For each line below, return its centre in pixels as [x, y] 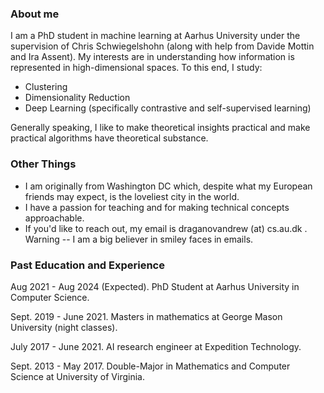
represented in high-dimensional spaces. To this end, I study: [136, 68]
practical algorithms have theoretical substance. [109, 138]
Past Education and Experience [87, 265]
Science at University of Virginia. [77, 376]
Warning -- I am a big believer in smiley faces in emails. [139, 239]
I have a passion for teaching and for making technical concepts [157, 207]
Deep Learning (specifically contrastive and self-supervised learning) [168, 108]
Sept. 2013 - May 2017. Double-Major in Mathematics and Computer [150, 366]
